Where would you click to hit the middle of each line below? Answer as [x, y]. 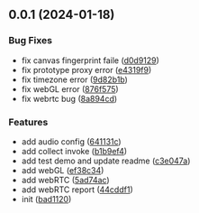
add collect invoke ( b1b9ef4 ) [74, 151]
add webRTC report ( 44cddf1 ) [77, 190]
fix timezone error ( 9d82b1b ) [74, 79]
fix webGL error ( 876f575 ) [70, 88]
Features [28, 122]
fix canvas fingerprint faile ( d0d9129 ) [90, 60]
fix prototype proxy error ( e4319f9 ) [86, 69]
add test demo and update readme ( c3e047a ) [106, 161]
